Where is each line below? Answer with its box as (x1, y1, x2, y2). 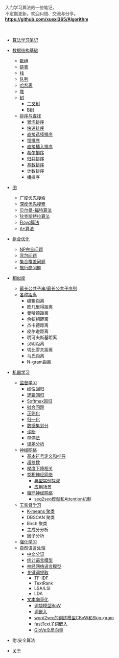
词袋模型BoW (34, 603, 61, 609)
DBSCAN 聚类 (26, 515, 55, 520)
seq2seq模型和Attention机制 (34, 496, 92, 502)
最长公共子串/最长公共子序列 (19, 285, 77, 291)
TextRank (34, 580, 53, 586)
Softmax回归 (26, 398, 52, 404)
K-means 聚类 (26, 508, 55, 514)
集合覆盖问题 (19, 258, 46, 264)
